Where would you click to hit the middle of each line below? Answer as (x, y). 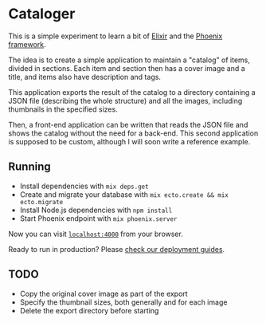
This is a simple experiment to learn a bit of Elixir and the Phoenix (115, 36)
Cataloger (42, 14)
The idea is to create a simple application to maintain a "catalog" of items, (129, 60)
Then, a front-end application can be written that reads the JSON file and (128, 124)
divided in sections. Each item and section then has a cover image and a (127, 68)
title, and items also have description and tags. (85, 77)
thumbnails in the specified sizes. (63, 109)
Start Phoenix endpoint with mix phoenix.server (98, 218)
